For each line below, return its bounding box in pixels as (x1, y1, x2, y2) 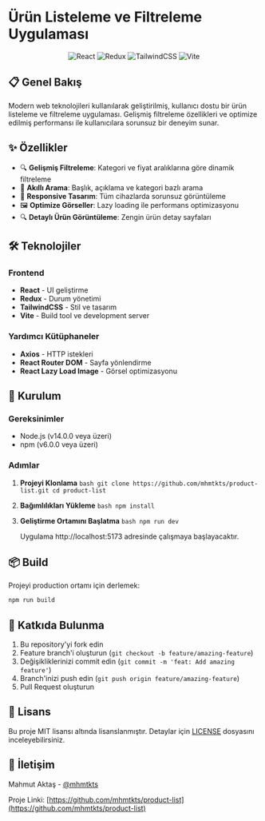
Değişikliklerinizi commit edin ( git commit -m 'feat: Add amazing (19, 656, 235, 667)
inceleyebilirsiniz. (8, 735, 65, 744)
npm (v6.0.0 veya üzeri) (19, 440, 98, 449)
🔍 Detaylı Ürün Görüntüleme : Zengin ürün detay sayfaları (19, 212, 212, 221)
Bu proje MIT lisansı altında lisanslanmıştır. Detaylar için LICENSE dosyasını (8, 726, 255, 735)
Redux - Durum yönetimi (19, 294, 101, 304)
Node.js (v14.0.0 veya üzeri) (19, 432, 113, 441)
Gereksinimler (8, 412, 65, 424)
